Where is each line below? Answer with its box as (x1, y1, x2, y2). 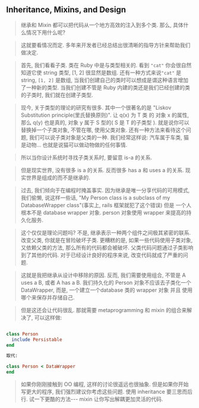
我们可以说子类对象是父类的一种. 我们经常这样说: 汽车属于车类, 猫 (29, 133, 189, 141)
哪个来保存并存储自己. (20, 294, 75, 301)
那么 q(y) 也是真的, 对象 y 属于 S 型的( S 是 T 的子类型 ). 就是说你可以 (20, 119, 189, 126)
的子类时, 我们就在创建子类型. (20, 91, 93, 98)
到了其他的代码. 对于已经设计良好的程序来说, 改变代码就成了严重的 (20, 251, 183, 258)
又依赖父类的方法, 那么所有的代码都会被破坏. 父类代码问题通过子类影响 (20, 244, 194, 251)
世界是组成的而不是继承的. (26, 174, 90, 181)
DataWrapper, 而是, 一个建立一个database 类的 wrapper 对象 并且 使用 (20, 286, 193, 294)
